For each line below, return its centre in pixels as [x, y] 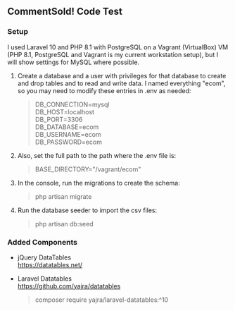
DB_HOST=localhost [65, 111]
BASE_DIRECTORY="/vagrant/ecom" [88, 169]
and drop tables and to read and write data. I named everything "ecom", [121, 83]
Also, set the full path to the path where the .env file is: [97, 155]
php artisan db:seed [64, 224]
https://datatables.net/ [50, 264]
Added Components [42, 242]
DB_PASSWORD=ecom [68, 142]
